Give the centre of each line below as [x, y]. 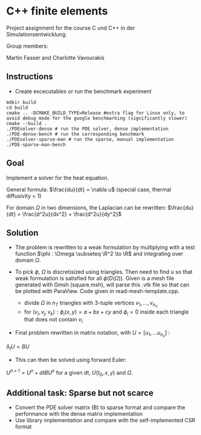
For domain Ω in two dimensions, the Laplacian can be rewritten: [86, 207]
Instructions [30, 77]
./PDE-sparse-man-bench [36, 144]
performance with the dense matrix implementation [79, 414]
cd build [17, 108]
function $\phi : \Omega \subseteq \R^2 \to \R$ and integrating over [99, 254]
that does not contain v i [53, 320]
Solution [22, 233]
